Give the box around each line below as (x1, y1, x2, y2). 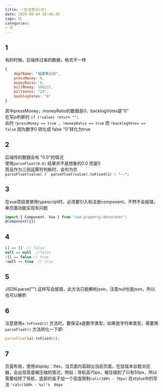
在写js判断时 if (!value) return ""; (5, 114, 79, 120)
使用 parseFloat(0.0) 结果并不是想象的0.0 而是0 (5, 160, 101, 166)
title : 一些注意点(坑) (5, 7, 47, 12)
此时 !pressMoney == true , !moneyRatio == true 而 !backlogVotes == (5, 120, 146, 126)
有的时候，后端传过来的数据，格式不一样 (5, 57, 86, 62)
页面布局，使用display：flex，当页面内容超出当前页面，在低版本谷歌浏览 (5, 363, 150, 369)
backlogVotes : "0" (14, 94, 51, 99)
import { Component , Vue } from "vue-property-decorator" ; (5, 214, 127, 220)
